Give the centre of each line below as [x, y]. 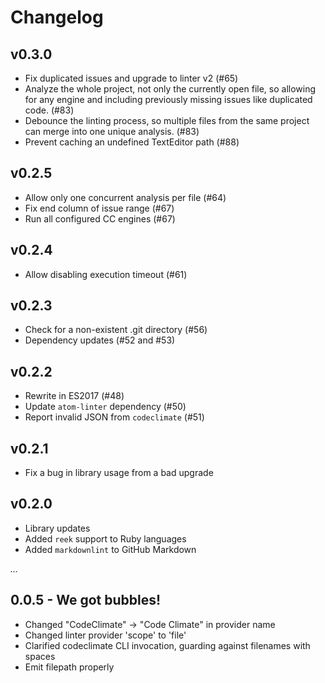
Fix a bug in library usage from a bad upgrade [119, 473]
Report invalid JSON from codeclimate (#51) [114, 417]
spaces [40, 656]
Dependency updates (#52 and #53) [100, 340]
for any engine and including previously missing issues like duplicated [168, 99]
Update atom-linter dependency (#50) [105, 407]
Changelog [57, 17]
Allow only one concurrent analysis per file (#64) [125, 197]
